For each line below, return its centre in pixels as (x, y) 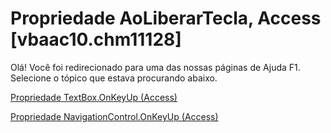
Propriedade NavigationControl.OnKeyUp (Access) (114, 116)
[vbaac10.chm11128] (96, 39)
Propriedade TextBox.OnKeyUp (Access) (94, 97)
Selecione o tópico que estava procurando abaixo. (114, 78)
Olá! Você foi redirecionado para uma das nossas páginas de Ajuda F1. (155, 67)
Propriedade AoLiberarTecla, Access (166, 18)
